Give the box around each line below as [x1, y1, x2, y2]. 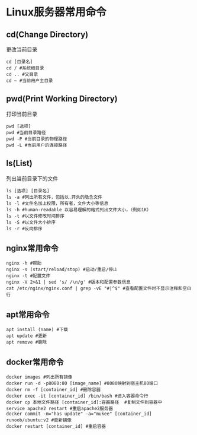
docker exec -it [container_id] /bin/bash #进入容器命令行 [6, 393, 148, 399]
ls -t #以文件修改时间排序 [6, 213, 65, 219]
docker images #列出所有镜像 [6, 374, 73, 380]
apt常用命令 [6, 309, 50, 319]
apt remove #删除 [6, 339, 47, 345]
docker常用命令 [6, 357, 64, 367]
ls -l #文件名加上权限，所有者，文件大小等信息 [6, 200, 109, 207]
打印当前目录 [6, 110, 37, 118]
